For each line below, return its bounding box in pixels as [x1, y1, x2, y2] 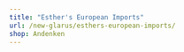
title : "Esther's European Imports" [9, 12, 144, 22]
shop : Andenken [9, 29, 65, 38]
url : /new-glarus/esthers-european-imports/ [9, 21, 176, 30]
